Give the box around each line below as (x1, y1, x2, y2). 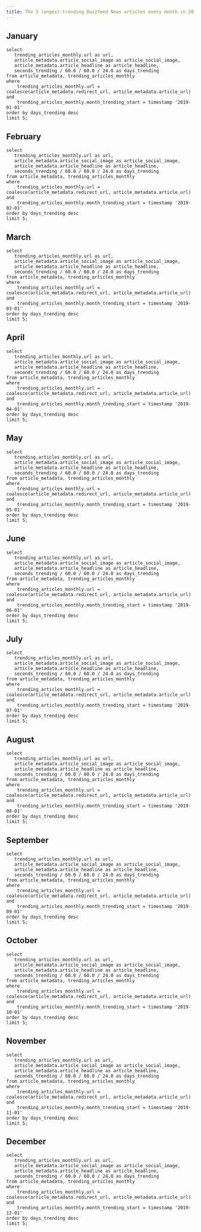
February (6, 131, 41, 142)
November (6, 1036, 47, 1046)
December (6, 1136, 47, 1147)
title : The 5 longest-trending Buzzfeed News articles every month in (6, 8, 186, 15)
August (6, 734, 35, 744)
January (6, 31, 38, 41)
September (6, 835, 49, 845)
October (6, 935, 38, 946)
